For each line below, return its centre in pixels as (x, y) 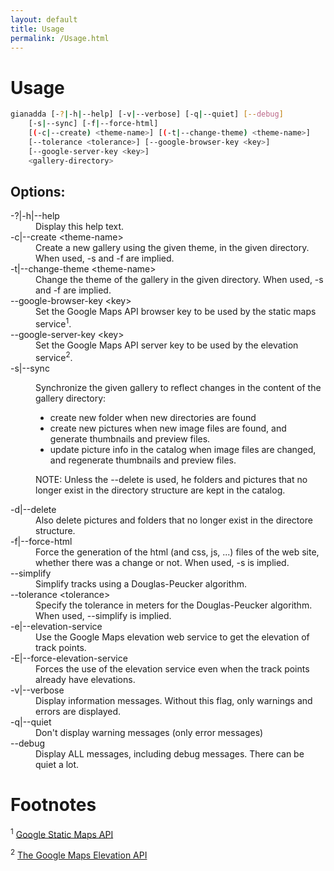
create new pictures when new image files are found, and (168, 428)
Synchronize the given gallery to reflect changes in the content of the (178, 387)
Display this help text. (80, 227)
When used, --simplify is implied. (103, 615)
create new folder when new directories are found (153, 417)
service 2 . (54, 356)
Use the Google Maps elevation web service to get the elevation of (172, 637)
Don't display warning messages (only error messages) (149, 732)
